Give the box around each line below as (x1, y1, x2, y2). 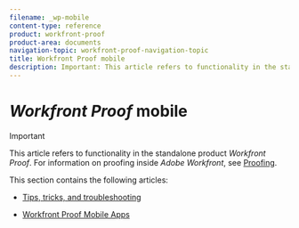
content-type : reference (9, 21, 101, 30)
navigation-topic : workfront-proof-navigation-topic (9, 46, 209, 55)
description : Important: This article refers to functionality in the (9, 63, 277, 72)
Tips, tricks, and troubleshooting (21, 191, 141, 202)
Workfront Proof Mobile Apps (21, 208, 131, 219)
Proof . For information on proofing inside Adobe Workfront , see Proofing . (9, 157, 278, 167)
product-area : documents (9, 37, 101, 47)
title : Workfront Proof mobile (9, 54, 125, 63)
